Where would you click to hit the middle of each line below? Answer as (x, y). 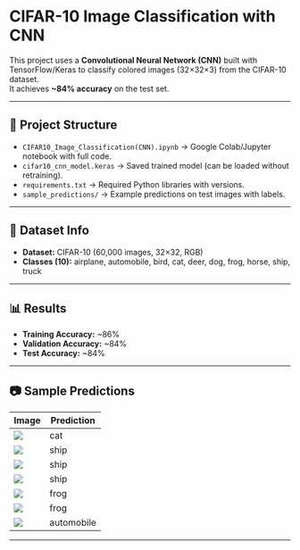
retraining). (42, 175)
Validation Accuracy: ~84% (75, 344)
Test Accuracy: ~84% (63, 354)
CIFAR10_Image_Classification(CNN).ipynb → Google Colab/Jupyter (146, 146)
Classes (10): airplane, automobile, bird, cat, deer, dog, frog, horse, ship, (156, 262)
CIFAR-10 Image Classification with (142, 17)
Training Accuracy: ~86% (71, 334)
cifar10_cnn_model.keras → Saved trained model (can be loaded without (156, 165)
